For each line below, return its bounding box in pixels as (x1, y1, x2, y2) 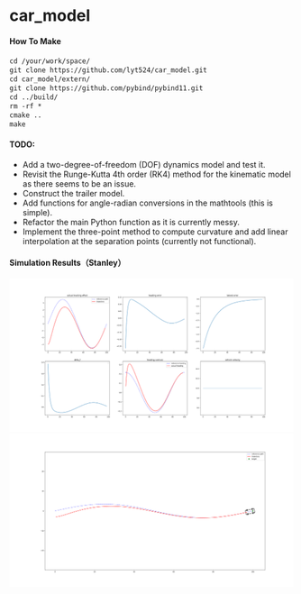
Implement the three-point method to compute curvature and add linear (22, 226, 288, 237)
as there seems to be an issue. (22, 178, 137, 189)
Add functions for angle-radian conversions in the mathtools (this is (22, 197, 273, 208)
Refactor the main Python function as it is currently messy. (22, 216, 241, 227)
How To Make (9, 35, 61, 46)
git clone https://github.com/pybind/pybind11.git (9, 84, 204, 93)
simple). (22, 206, 52, 217)
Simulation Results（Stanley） (9, 258, 126, 269)
